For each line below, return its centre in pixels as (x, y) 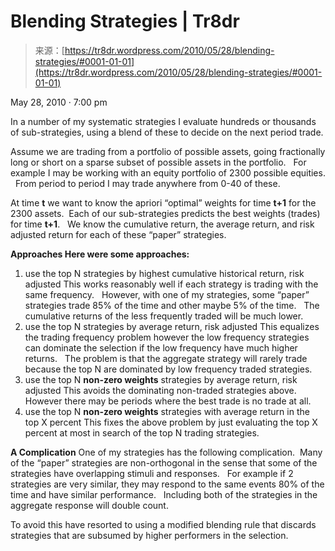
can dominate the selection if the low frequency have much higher (161, 347)
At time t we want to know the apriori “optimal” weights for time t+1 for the (163, 202)
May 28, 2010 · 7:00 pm (59, 102)
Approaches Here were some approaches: (100, 254)
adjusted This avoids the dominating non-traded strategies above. (160, 390)
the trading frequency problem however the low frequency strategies (167, 337)
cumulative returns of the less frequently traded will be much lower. (164, 316)
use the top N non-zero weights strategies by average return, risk (161, 379)
